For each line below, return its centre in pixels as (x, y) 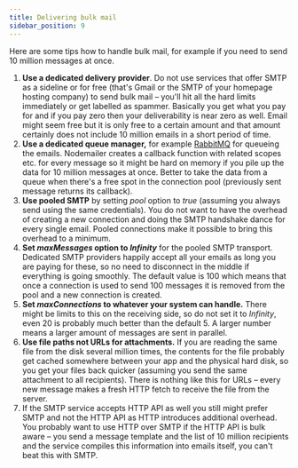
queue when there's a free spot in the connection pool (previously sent (152, 181)
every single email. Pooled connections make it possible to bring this (147, 228)
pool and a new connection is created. (92, 295)
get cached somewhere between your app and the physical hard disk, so (155, 361)
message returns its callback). (77, 191)
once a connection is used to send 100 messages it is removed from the (153, 285)
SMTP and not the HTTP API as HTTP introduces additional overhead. (149, 417)
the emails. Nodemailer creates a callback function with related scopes (152, 153)
